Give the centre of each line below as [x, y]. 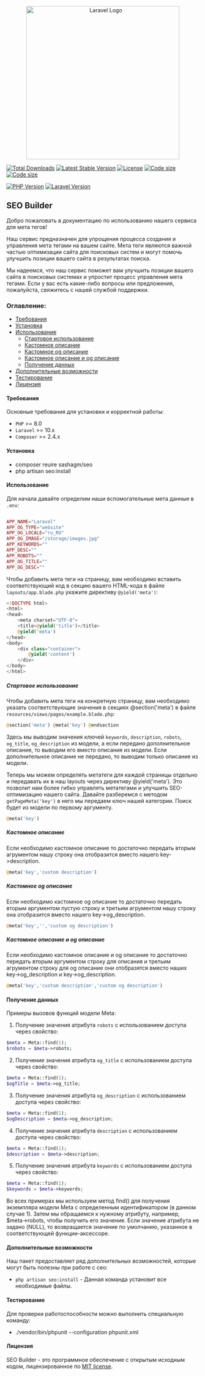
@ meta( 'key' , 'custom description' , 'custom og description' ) [85, 986]
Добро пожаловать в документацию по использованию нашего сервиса [102, 220]
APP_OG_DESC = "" [26, 567]
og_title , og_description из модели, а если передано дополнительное [99, 743]
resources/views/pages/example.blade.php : [61, 713]
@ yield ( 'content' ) [52, 655]
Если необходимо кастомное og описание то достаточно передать [94, 902]
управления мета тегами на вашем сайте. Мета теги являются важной [99, 245]
